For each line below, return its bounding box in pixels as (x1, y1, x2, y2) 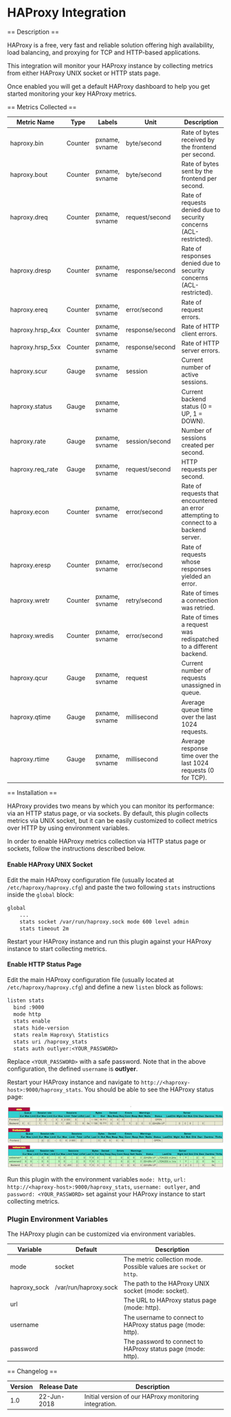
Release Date (39, 1382, 78, 1391)
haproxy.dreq (10, 213, 48, 222)
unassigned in (181, 681, 221, 690)
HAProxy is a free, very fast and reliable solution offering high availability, (7, 41, 214, 49)
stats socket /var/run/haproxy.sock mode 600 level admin (19, 918, 189, 925)
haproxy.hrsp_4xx (10, 326, 61, 334)
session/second (126, 437, 171, 445)
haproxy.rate (10, 437, 46, 445)
